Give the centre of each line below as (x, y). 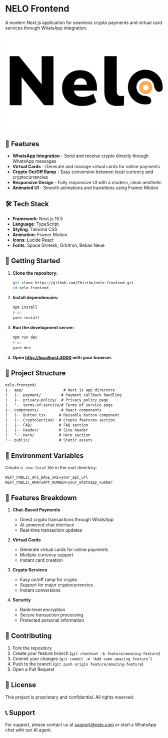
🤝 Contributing (28, 636)
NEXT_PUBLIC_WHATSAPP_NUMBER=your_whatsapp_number (59, 483)
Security (21, 600)
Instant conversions (40, 590)
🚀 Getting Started (33, 261)
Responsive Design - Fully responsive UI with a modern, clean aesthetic (87, 182)
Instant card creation (41, 560)
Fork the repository (32, 648)
